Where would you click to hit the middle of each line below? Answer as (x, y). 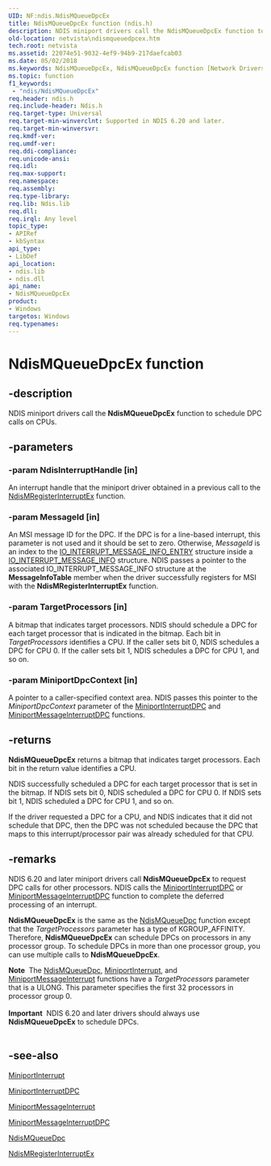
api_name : (25, 286)
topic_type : (28, 226)
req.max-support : (38, 174)
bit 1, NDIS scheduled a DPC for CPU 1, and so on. (91, 801)
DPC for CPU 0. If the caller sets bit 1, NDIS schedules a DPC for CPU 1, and (134, 650)
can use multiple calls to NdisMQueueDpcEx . (84, 954)
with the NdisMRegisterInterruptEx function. (83, 586)
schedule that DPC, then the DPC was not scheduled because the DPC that (133, 825)
